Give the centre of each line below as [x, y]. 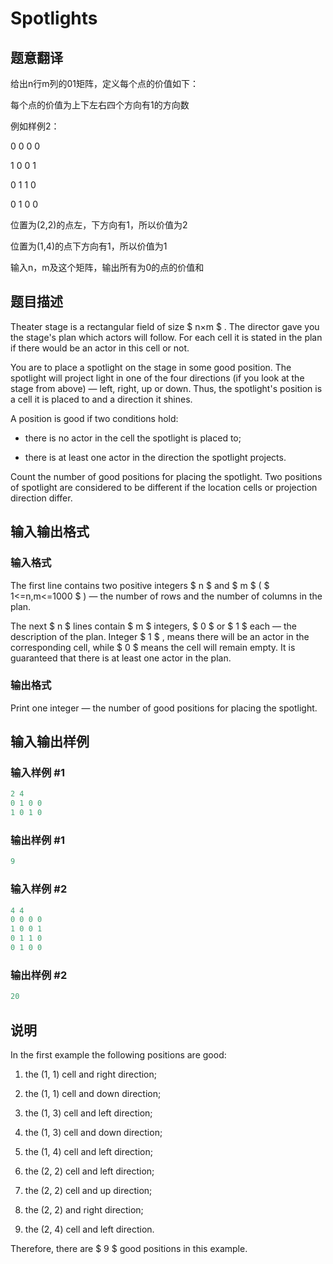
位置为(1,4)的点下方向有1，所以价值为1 [89, 246]
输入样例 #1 [37, 773]
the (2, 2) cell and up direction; [88, 1190]
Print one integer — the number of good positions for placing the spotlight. [164, 708]
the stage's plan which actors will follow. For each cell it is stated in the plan [166, 337]
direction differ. [41, 498]
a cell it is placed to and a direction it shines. [101, 399]
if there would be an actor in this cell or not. [100, 348]
